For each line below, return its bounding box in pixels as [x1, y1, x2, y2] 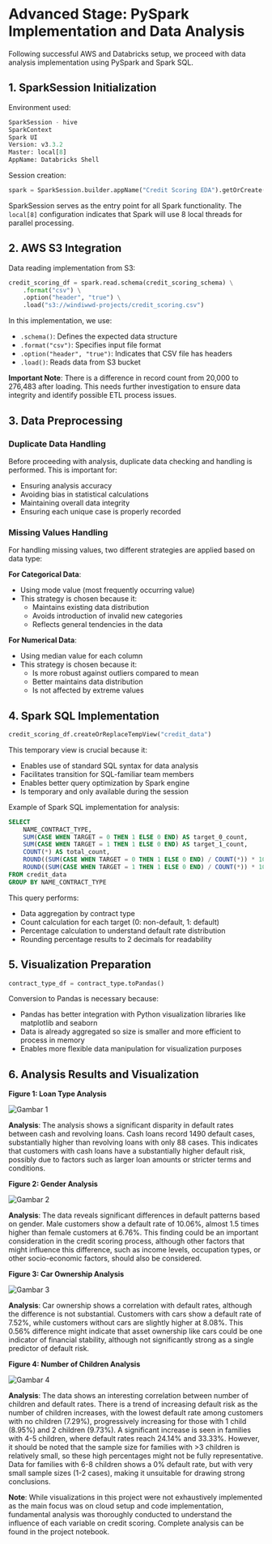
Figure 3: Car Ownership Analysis [8, 1269, 125, 1279]
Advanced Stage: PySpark [8, 5, 189, 23]
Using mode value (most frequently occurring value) [19, 585, 195, 595]
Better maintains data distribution [32, 677, 143, 687]
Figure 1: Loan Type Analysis [8, 1089, 107, 1098]
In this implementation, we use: [8, 316, 113, 326]
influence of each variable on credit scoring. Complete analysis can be [8, 1518, 244, 1528]
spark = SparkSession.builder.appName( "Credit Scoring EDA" [8, 186, 216, 194]
